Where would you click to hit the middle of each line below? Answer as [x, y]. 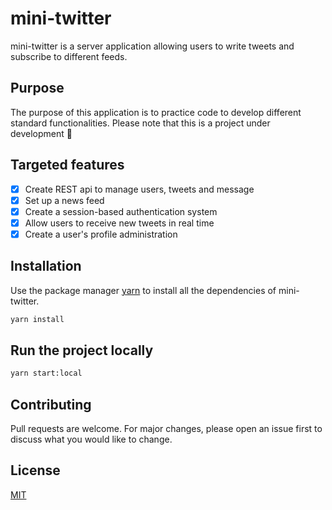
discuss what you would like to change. [91, 439]
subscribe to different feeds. [69, 56]
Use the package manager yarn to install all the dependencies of [143, 290]
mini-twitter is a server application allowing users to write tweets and [152, 46]
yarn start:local [46, 373]
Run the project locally [82, 350]
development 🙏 [41, 133]
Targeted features [67, 165]
